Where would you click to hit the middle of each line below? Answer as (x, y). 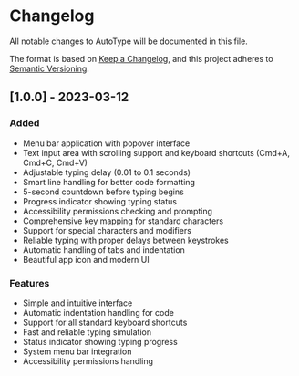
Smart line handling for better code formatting (109, 182)
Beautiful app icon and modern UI (86, 259)
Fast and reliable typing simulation (87, 332)
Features (30, 283)
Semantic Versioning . (49, 68)
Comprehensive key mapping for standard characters (123, 221)
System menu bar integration (77, 351)
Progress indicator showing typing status (100, 201)
